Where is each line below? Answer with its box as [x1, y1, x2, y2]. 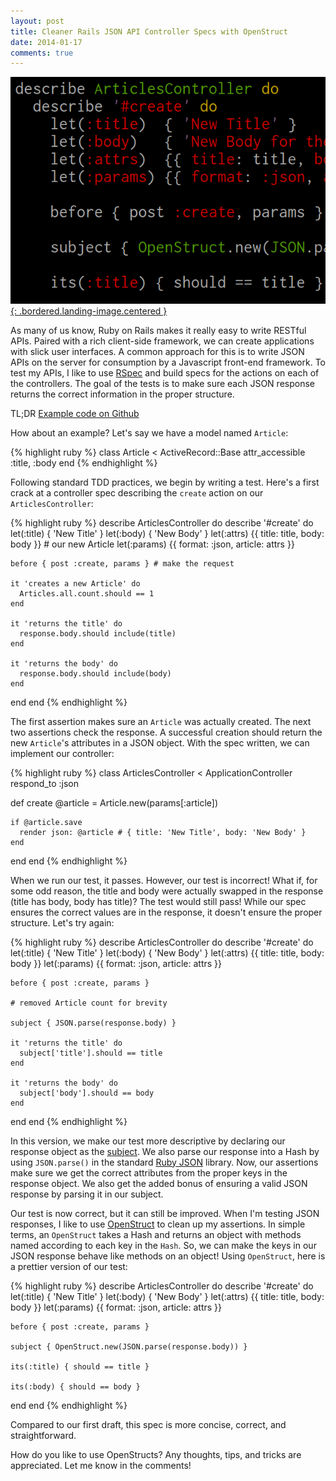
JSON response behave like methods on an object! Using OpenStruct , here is [10, 1250, 326, 1262]
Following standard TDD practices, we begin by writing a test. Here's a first [10, 476, 320, 488]
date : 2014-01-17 [10, 37, 83, 47]
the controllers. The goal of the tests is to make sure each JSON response [10, 377, 315, 389]
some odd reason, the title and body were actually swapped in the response [10, 885, 324, 897]
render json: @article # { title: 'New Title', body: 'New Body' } [19, 827, 307, 837]
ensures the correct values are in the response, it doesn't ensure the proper [10, 906, 323, 918]
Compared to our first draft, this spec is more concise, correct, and [10, 1418, 287, 1430]
